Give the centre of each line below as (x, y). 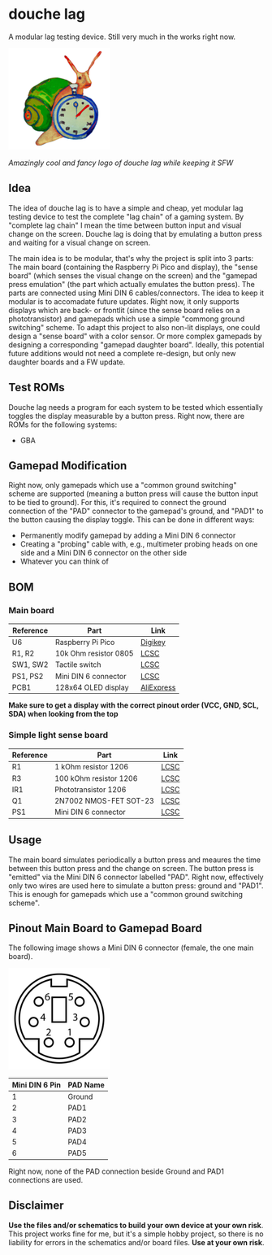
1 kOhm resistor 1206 (91, 767)
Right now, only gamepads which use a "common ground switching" (123, 486)
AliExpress (158, 687)
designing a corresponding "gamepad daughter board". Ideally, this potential (136, 344)
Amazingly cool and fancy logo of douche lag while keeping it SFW (121, 163)
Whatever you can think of (65, 561)
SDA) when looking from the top (64, 714)
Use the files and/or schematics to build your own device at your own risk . (136, 1225)
